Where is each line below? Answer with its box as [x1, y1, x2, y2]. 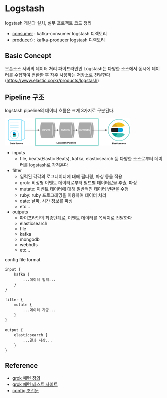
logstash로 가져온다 [29, 162, 68, 168]
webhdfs [19, 241, 38, 247]
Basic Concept [5, 52, 52, 60]
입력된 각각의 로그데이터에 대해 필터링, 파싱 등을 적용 [19, 173, 123, 179]
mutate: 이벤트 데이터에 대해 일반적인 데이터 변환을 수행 [19, 186, 129, 192]
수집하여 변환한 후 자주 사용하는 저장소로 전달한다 [14, 72, 111, 78]
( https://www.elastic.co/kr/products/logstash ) [5, 77, 99, 83]
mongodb [19, 236, 40, 242]
